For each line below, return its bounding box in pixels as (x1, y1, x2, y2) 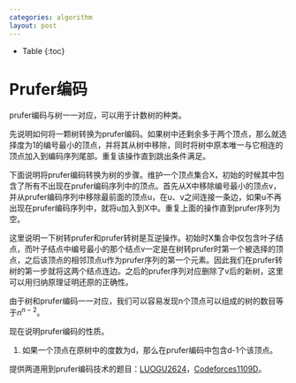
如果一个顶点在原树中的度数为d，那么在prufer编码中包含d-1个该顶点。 (21, 345, 278, 356)
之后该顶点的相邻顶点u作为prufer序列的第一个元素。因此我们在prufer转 (24, 255, 283, 265)
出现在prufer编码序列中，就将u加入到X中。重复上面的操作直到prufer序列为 (9, 203, 281, 213)
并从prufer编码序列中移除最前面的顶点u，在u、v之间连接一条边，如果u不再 (9, 192, 283, 203)
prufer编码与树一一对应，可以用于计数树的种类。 (9, 110, 187, 120)
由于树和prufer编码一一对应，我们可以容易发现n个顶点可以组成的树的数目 (9, 295, 277, 306)
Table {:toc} (21, 45, 65, 56)
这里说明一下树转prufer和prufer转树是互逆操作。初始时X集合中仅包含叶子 (9, 233, 277, 243)
